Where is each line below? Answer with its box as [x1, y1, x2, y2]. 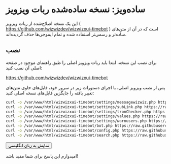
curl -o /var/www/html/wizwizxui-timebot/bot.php [6, 123, 113, 128]
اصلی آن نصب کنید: [6, 64, 43, 71]
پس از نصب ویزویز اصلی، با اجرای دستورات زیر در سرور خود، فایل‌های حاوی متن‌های [6, 84, 165, 90]
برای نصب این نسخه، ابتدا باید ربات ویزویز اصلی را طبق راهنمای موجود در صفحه [6, 59, 157, 65]
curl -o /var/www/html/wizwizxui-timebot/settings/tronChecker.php [6, 109, 152, 114]
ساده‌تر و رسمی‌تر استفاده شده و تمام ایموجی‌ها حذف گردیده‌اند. [6, 31, 127, 37]
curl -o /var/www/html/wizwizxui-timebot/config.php [6, 128, 120, 133]
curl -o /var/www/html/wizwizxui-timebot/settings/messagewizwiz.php [6, 100, 156, 105]
